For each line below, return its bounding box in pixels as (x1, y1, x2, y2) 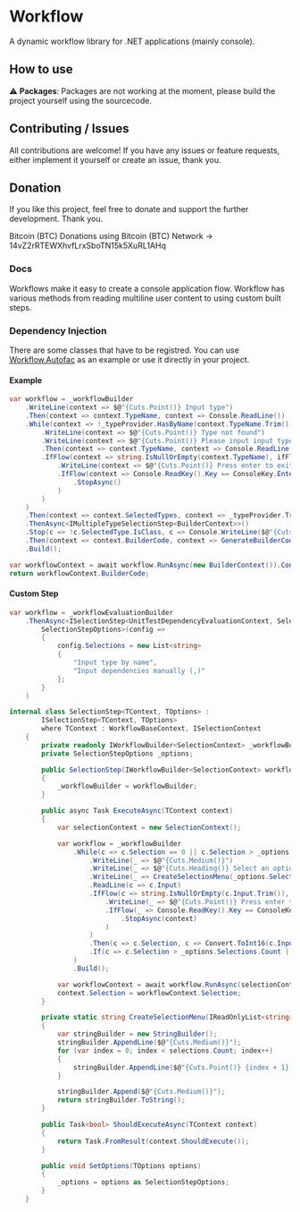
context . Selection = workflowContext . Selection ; (56, 988, 242, 997)
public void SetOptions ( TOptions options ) (41, 1161, 202, 1170)
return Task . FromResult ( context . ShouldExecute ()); (56, 1137, 250, 1146)
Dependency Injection (9, 324, 107, 337)
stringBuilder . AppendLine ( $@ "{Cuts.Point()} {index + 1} (72, 1063, 290, 1071)
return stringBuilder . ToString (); (56, 1096, 186, 1105)
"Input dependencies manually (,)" (72, 666, 205, 675)
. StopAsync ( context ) (121, 914, 198, 923)
